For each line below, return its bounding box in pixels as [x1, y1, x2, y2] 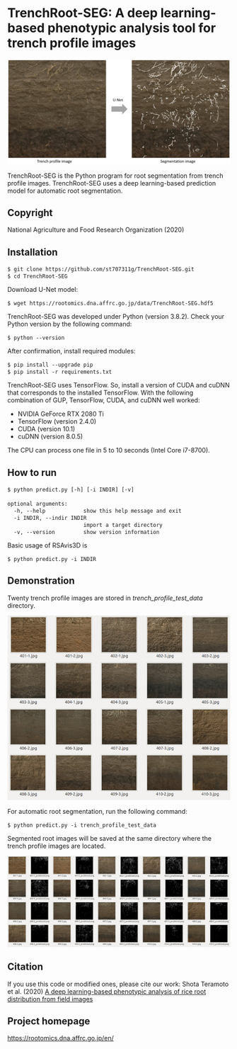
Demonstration [7, 575, 76, 587]
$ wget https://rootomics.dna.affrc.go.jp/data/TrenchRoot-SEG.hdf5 [7, 300, 214, 307]
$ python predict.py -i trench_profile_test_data [7, 822, 157, 829]
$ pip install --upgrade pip [7, 361, 93, 369]
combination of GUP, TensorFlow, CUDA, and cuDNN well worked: [7, 396, 200, 404]
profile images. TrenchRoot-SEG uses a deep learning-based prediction [7, 178, 216, 187]
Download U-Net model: [7, 285, 79, 294]
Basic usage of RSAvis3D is [7, 541, 88, 550]
